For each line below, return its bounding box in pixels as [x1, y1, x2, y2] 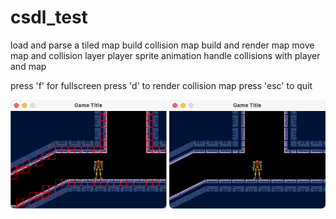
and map [10, 60, 47, 72]
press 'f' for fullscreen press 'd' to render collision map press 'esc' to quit [10, 79, 313, 91]
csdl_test [10, 6, 88, 29]
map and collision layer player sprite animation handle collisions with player [10, 49, 321, 61]
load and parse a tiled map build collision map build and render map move [10, 39, 315, 51]
